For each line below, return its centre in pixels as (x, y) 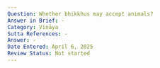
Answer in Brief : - (36, 21)
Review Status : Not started (49, 54)
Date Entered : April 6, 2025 (50, 47)
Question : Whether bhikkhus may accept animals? (80, 14)
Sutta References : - (38, 34)
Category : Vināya (33, 27)
